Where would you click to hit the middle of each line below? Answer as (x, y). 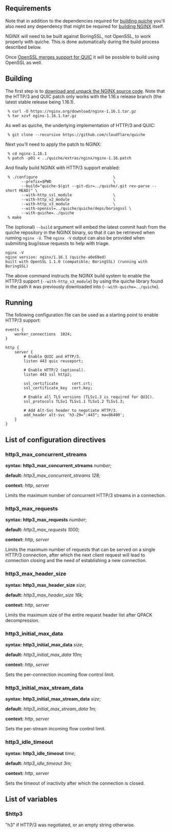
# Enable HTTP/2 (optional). (55, 370)
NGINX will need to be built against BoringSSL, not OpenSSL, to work (78, 36)
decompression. (23, 620)
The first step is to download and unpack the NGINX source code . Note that (85, 91)
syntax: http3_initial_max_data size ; (44, 645)
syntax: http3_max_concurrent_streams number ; (58, 466)
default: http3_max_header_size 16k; (44, 595)
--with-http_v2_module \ (68, 200)
